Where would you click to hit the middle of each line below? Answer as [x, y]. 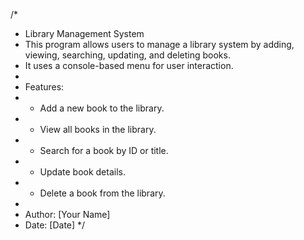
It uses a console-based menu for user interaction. [129, 65]
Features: [44, 87]
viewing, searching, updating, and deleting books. [127, 55]
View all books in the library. [98, 129]
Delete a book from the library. [102, 193]
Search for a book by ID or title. [104, 150]
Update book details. [82, 172]
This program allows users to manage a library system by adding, [159, 44]
